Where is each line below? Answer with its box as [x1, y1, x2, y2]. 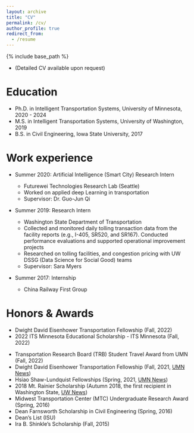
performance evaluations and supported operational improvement [23, 237, 186, 245]
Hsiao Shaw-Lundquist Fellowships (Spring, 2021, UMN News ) [14, 376, 168, 383]
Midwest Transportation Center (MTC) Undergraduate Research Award [14, 395, 189, 402]
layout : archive [6, 8, 46, 15]
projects [23, 243, 44, 250]
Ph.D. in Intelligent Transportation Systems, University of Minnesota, [14, 105, 183, 112]
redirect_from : [6, 31, 44, 37]
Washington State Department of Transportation [23, 218, 142, 225]
